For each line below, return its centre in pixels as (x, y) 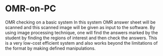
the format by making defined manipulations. (50, 48)
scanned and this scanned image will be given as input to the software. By (80, 27)
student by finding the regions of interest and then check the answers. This (81, 38)
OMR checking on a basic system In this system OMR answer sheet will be (80, 22)
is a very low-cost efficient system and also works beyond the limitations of (81, 43)
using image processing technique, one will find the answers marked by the (81, 32)
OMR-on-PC (31, 9)
